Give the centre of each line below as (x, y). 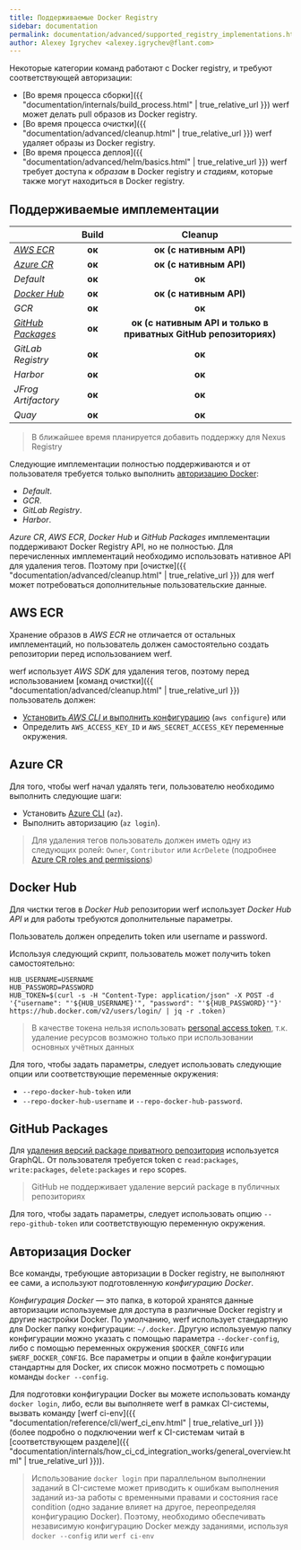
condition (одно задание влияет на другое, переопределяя (143, 1507)
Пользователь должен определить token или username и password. (138, 936)
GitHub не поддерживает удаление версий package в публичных (155, 1187)
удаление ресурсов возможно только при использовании (142, 1037)
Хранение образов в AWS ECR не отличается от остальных (122, 634)
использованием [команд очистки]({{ (82, 680)
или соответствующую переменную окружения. (172, 1224)
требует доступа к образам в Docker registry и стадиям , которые (147, 172)
